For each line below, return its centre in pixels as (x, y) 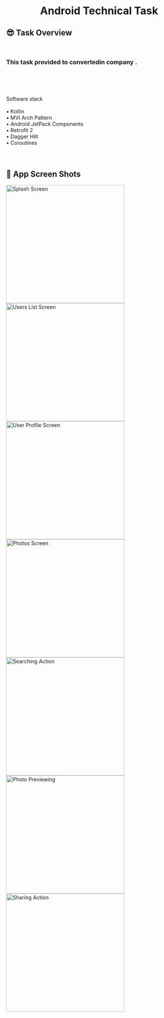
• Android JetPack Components (45, 124)
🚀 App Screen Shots (44, 174)
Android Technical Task (99, 11)
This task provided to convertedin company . (72, 62)
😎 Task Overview (39, 33)
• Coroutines (22, 143)
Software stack (24, 99)
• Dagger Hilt (22, 136)
